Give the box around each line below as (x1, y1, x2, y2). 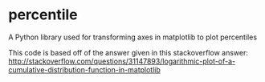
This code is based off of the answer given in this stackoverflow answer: (8, 47, 249, 57)
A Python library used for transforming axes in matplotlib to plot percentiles (8, 32, 258, 42)
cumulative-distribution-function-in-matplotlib (8, 64, 161, 74)
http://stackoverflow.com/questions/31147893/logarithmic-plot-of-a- (8, 56, 235, 66)
